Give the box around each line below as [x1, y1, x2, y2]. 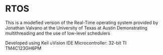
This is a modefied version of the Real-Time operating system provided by [5, 19, 158, 25]
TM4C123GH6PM [5, 45, 42, 51]
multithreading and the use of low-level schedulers [5, 30, 110, 36]
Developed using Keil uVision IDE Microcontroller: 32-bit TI [5, 39, 127, 45]
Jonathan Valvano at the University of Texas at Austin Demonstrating [5, 24, 148, 30]
